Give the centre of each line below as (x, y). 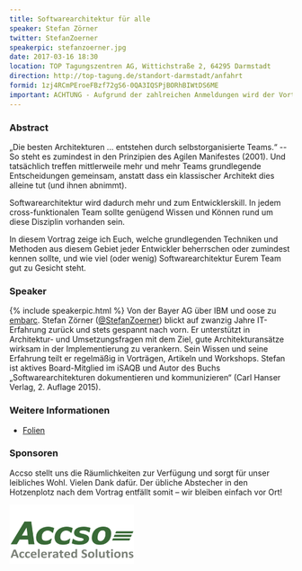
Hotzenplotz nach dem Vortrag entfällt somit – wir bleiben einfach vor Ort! (146, 492)
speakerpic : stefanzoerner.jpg (68, 48)
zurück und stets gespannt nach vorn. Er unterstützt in (149, 330)
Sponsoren (34, 453)
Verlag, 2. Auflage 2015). (55, 388)
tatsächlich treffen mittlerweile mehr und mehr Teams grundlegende (135, 165)
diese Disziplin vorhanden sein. (67, 221)
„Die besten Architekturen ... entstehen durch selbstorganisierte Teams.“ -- (148, 147)
